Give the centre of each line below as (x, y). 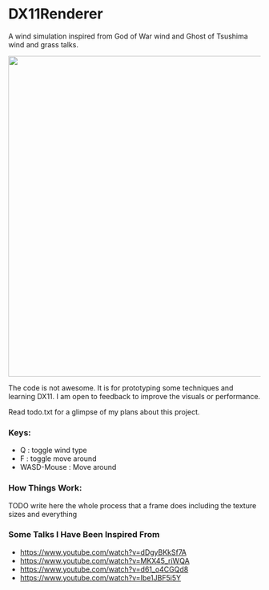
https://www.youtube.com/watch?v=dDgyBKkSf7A (103, 552)
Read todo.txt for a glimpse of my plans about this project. (104, 412)
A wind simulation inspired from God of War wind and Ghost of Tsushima (128, 36)
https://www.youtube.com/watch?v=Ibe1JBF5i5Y (100, 577)
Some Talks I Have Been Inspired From (84, 535)
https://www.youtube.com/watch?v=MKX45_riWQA (104, 560)
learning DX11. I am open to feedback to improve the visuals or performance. (134, 396)
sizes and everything (43, 514)
